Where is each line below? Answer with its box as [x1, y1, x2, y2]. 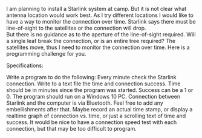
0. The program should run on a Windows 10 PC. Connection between [6, 93, 180, 100]
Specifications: [6, 62, 44, 69]
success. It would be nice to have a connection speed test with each [6, 119, 177, 126]
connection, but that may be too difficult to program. [6, 125, 137, 132]
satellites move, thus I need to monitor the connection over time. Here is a [6, 44, 190, 51]
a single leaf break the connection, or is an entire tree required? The [6, 38, 176, 44]
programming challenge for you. [6, 50, 86, 57]
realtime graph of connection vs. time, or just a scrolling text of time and [6, 112, 186, 119]
